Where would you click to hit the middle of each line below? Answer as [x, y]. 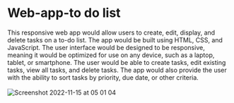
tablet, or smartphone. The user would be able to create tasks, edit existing [117, 62]
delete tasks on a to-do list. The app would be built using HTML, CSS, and [115, 40]
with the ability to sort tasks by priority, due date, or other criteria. [103, 77]
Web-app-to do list [64, 13]
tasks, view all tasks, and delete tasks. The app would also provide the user [117, 70]
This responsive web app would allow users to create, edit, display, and [111, 32]
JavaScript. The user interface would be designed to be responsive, [106, 47]
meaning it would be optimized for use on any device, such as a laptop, [111, 55]
